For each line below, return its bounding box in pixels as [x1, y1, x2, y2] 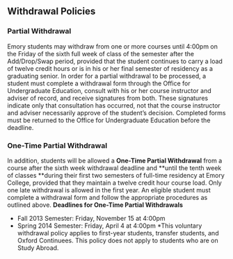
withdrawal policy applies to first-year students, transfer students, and [17, 228, 219, 237]
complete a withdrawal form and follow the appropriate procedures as [7, 193, 208, 201]
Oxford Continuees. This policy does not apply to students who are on [17, 236, 218, 244]
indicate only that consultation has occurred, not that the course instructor [7, 101, 220, 110]
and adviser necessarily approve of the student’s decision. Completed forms [7, 108, 226, 117]
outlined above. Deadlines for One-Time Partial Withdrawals [7, 201, 183, 209]
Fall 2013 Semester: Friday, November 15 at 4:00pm [17, 214, 166, 222]
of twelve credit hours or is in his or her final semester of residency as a [7, 64, 214, 72]
